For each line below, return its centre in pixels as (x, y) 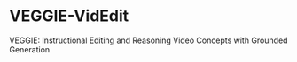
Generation (30, 49)
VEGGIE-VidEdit (69, 16)
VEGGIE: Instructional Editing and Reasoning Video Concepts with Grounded (148, 40)
